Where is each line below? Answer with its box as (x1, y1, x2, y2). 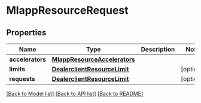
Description (141, 46, 175, 53)
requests (9, 75, 35, 83)
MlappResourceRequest (6, 4, 129, 17)
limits (9, 65, 26, 73)
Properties (6, 28, 47, 38)
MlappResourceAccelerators (51, 55, 136, 63)
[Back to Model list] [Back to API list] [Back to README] (6, 90, 144, 97)
